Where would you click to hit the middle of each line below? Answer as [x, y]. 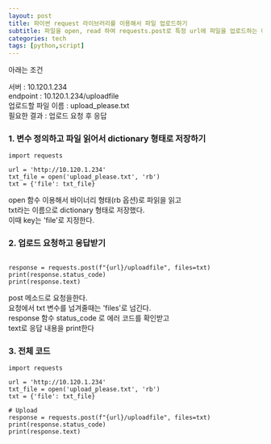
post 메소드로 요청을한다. [48, 297]
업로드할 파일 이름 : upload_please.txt [69, 106]
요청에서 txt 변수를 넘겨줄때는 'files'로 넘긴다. [80, 308]
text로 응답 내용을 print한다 [51, 328]
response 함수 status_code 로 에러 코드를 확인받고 [89, 318]
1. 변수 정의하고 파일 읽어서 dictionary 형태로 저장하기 [107, 139]
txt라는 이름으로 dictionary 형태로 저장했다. [77, 210]
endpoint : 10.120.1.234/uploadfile [64, 96]
